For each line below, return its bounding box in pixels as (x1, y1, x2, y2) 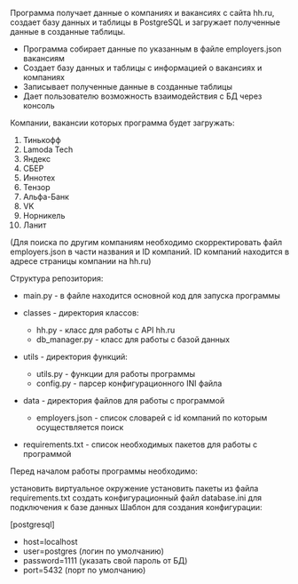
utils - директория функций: (22, 351, 128, 362)
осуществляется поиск (35, 422, 124, 432)
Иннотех (22, 172, 56, 183)
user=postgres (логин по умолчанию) (22, 546, 165, 556)
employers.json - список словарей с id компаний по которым (35, 412, 268, 423)
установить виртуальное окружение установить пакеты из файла (10, 484, 259, 493)
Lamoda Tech (22, 144, 74, 155)
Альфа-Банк (22, 191, 70, 202)
